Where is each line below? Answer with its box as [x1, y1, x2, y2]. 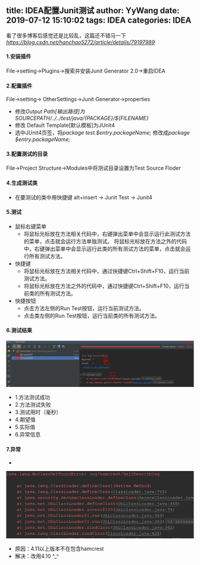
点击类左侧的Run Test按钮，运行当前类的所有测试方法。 [23, 312, 161, 319]
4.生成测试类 [6, 179, 37, 186]
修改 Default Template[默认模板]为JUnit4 [14, 121, 115, 129]
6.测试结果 [6, 327, 33, 334]
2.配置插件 [6, 82, 33, 89]
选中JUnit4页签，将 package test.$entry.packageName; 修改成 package [14, 129, 190, 136]
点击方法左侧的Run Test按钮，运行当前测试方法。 [23, 304, 145, 311]
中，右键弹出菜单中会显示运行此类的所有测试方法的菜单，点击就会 [23, 245, 186, 252]
